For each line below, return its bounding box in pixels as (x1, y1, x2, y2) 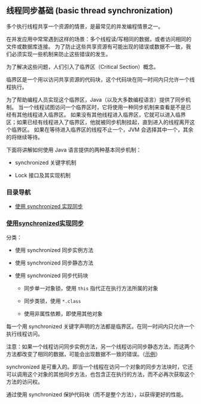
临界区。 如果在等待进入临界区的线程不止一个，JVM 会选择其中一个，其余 (11, 126, 194, 133)
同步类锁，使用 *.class (23, 297, 81, 305)
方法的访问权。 (6, 378, 43, 385)
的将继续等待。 (6, 133, 43, 141)
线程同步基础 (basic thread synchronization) (6, 5, 173, 16)
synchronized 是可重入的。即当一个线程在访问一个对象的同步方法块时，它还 (6, 363, 193, 370)
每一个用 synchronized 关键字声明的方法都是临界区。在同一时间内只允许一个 (6, 323, 195, 330)
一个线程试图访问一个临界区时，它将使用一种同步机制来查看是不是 (23, 104, 186, 111)
